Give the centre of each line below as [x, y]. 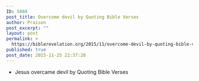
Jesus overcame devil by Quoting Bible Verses [71, 72]
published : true [26, 50]
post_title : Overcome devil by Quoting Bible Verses [73, 17]
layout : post [22, 33]
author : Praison [26, 22]
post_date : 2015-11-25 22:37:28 [46, 55]
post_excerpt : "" [28, 28]
